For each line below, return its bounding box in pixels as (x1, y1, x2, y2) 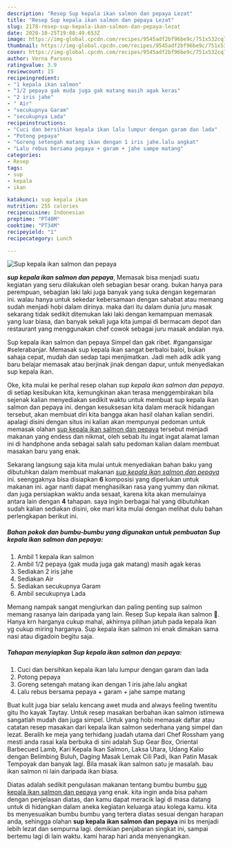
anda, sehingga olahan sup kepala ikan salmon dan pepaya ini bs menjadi (7, 817, 219, 826)
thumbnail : (7, 42, 39, 49)
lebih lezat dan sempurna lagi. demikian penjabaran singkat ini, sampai (7, 825, 209, 833)
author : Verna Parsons (7, 55, 72, 62)
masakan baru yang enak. (7, 447, 81, 455)
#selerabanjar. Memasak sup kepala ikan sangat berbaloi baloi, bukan (7, 345, 206, 354)
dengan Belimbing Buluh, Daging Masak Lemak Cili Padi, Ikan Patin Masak (7, 752, 218, 761)
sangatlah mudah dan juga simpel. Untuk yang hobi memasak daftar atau (7, 716, 215, 724)
